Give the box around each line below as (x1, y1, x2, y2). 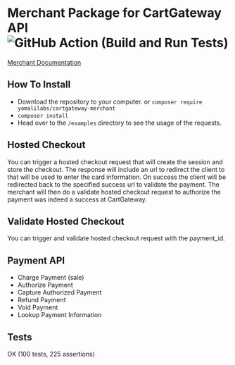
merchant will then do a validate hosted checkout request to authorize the (7, 187, 222, 196)
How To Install (7, 79, 71, 91)
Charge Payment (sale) (17, 273, 84, 282)
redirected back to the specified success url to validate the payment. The (7, 180, 220, 188)
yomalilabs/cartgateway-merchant (17, 104, 116, 112)
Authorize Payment (17, 280, 74, 290)
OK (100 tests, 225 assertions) (7, 350, 95, 358)
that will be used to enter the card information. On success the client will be (7, 173, 227, 181)
